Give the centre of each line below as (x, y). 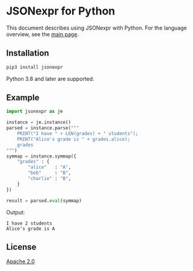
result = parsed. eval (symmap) (44, 200)
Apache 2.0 (20, 261)
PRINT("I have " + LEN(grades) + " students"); (78, 134)
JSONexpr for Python (61, 11)
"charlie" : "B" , (49, 179)
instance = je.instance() (38, 123)
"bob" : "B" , (49, 173)
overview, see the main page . (43, 34)
